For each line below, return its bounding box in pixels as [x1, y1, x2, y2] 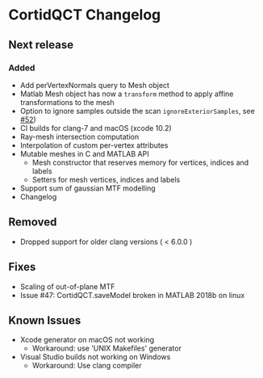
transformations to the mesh [19, 97, 115, 107]
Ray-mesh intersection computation [19, 132, 140, 141]
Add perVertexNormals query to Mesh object [19, 80, 169, 90]
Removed [8, 216, 57, 229]
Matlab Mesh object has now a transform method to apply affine [19, 89, 234, 99]
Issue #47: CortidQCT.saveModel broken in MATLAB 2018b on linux [19, 290, 245, 300]
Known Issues [8, 313, 81, 327]
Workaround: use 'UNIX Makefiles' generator [31, 343, 182, 353]
